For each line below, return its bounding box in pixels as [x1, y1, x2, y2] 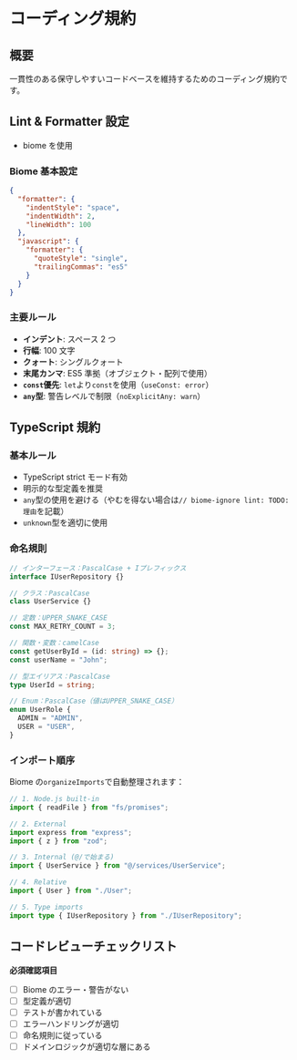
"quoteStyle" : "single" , [33, 254, 128, 263]
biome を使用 [22, 139, 73, 150]
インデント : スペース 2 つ [22, 334, 117, 345]
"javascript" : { [17, 237, 79, 246]
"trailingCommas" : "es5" [33, 262, 128, 272]
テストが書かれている [22, 1006, 103, 1017]
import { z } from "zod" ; [9, 836, 108, 846]
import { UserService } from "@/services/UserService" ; [9, 861, 226, 870]
